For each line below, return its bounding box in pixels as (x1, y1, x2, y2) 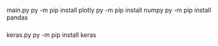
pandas (6, 13, 29, 22)
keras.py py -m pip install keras (6, 31, 97, 39)
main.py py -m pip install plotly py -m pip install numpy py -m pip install (6, 6, 212, 14)
